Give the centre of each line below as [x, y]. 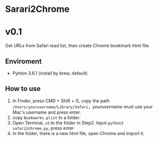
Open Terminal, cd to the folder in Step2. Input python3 [68, 123]
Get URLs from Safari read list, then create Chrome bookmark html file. [78, 46]
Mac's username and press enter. [47, 112]
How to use [23, 89]
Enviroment [24, 61]
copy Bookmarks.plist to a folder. [46, 117]
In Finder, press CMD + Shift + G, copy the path [61, 101]
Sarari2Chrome [37, 9]
